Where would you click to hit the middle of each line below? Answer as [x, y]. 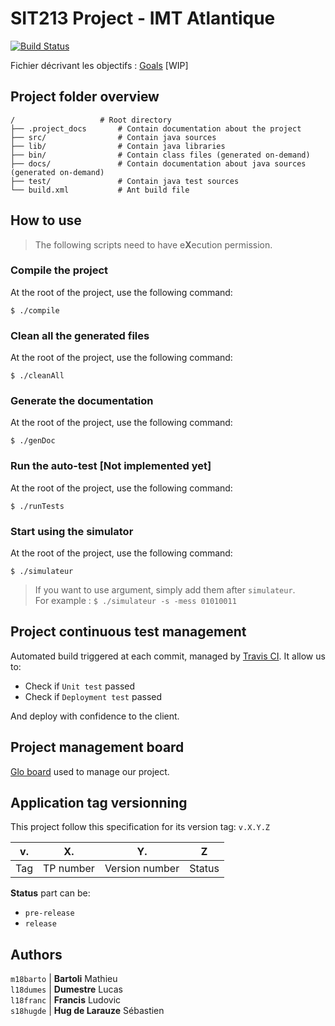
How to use [46, 220]
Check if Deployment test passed [93, 696]
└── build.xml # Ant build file [100, 190]
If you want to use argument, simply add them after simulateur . [165, 590]
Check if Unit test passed [80, 686]
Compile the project [59, 270]
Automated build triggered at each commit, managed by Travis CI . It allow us [168, 656]
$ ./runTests [37, 506]
